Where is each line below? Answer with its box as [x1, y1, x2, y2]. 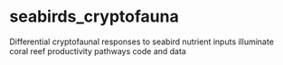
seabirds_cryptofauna [9, 6, 179, 27]
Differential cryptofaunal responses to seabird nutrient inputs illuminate [9, 36, 274, 47]
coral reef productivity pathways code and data [9, 45, 187, 56]
